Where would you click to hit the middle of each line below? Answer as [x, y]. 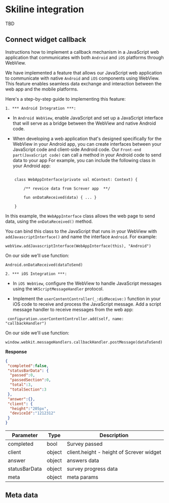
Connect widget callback [46, 40]
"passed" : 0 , [23, 375]
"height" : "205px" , [30, 408]
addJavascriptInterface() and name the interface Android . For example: [81, 237]
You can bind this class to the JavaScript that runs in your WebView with [81, 231]
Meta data [22, 495]
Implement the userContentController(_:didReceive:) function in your [87, 299]
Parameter [25, 435]
